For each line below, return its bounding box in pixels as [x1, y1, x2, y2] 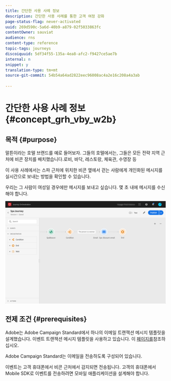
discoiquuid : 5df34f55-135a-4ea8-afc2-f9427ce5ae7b [5, 51, 117, 56]
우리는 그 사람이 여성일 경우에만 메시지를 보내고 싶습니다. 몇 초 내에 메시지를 [5, 184, 156, 190]
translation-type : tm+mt [5, 67, 58, 73]
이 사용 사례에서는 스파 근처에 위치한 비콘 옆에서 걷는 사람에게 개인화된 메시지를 [5, 167, 163, 173]
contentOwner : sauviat [5, 30, 53, 35]
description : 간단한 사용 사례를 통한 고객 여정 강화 [5, 13, 105, 19]
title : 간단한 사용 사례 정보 [5, 8, 60, 13]
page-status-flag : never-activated [5, 19, 81, 24]
